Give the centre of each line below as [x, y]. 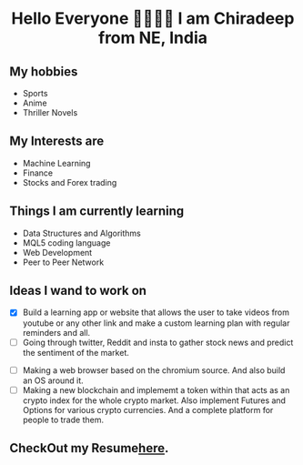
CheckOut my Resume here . [89, 448]
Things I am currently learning [97, 212]
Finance [38, 173]
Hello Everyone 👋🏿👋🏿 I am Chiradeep [153, 19]
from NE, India [153, 38]
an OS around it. [53, 380]
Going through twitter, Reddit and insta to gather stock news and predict [158, 342]
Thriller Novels [50, 112]
